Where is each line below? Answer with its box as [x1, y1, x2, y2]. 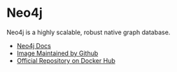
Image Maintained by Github [16, 49, 99, 57]
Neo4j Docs [16, 41, 52, 50]
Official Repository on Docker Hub [16, 56, 116, 64]
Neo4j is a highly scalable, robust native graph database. [6, 28, 171, 36]
